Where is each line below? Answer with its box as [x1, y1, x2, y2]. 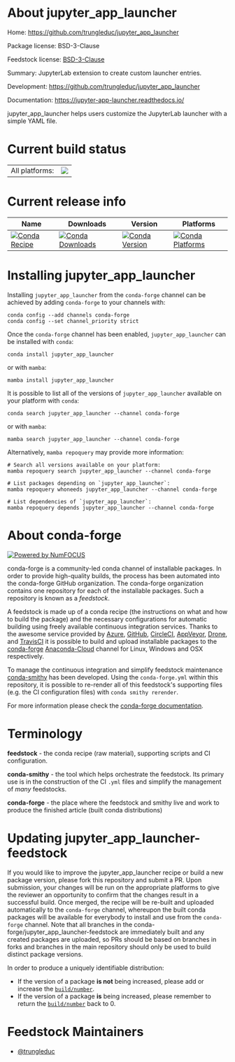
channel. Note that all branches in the [24, 920, 133, 928]
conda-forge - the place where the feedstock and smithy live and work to [7, 798, 220, 807]
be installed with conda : [7, 337, 74, 345]
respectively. [7, 652, 44, 660]
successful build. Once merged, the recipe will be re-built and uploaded [7, 898, 215, 906]
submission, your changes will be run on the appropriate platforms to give [7, 883, 220, 891]
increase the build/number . [17, 984, 95, 993]
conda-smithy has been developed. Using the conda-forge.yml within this [7, 673, 219, 681]
